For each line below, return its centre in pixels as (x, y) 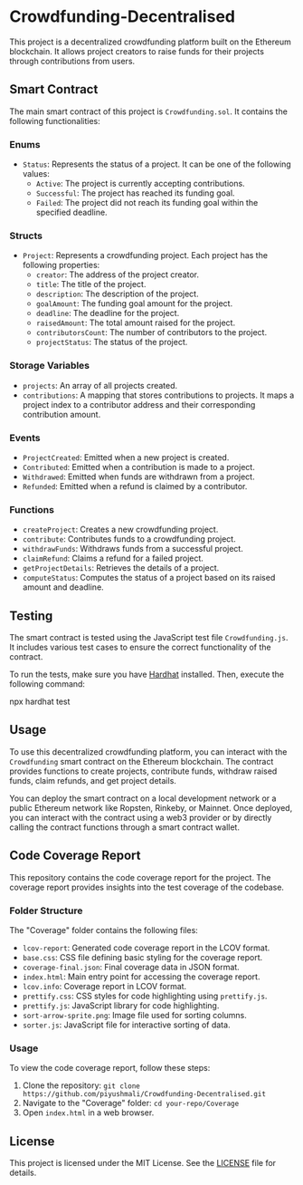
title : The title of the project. (91, 284)
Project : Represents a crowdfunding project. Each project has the (145, 255)
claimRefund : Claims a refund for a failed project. (113, 558)
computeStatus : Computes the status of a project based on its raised (149, 578)
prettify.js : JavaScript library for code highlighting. (121, 1005)
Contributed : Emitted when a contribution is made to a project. (138, 467)
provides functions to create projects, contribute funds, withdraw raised (143, 771)
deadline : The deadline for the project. (108, 313)
